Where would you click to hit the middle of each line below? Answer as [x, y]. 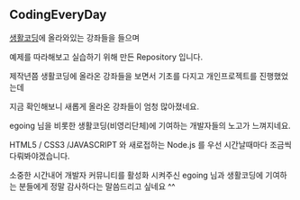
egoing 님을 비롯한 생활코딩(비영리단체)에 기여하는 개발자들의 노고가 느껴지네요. [150, 125]
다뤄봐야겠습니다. [40, 156]
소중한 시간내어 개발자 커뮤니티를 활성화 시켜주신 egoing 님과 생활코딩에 [136, 175]
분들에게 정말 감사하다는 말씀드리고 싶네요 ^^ [97, 186]
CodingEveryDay [58, 15]
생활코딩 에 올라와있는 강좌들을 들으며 [74, 37]
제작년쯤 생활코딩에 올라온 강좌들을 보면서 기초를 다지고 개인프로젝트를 [133, 76]
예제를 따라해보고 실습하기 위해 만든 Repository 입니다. [106, 57]
